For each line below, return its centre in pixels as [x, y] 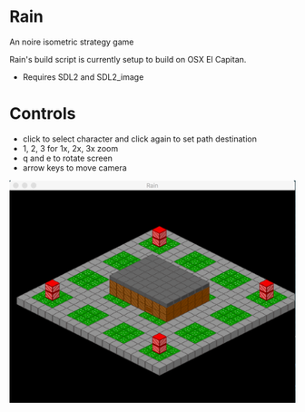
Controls [43, 114]
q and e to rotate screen [68, 158]
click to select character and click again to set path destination [139, 139]
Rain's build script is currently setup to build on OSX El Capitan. [128, 59]
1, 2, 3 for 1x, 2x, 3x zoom [70, 148]
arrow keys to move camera [74, 167]
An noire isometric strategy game [72, 42]
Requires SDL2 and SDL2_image [83, 77]
